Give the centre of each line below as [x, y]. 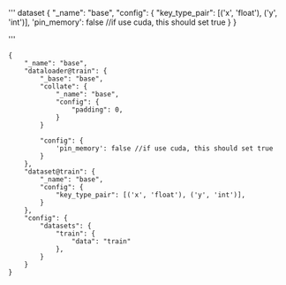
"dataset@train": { [60, 172]
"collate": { [64, 87]
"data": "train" [101, 242]
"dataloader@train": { [66, 71]
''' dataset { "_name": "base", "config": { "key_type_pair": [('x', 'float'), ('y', [143, 13]
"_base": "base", [71, 79]
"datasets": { [66, 226]
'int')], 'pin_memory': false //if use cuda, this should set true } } [123, 22]
